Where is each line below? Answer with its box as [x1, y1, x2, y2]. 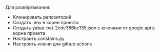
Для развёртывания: [5, 5, 51, 10]
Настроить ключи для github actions [12, 41, 92, 47]
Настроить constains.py [12, 35, 65, 41]
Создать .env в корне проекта [12, 20, 79, 25]
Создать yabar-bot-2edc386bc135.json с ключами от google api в [12, 25, 155, 31]
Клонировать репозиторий [12, 14, 72, 20]
